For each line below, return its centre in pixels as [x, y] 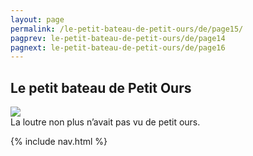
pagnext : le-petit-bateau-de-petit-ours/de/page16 [118, 47]
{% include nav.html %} [59, 142]
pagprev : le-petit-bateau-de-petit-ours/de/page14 [118, 38]
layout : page [37, 19]
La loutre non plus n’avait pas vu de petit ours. [105, 122]
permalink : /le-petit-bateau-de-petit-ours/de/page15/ [127, 29]
